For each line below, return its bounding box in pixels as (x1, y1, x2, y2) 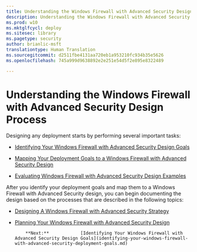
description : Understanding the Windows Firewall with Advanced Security (6, 14, 191, 20)
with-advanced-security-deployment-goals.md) (14, 241, 128, 247)
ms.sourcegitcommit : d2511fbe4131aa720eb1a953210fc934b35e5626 (6, 52, 164, 58)
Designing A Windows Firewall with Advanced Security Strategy (14, 207, 169, 214)
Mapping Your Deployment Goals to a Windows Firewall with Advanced (14, 155, 186, 162)
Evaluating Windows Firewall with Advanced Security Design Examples (14, 172, 186, 179)
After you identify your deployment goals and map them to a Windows (6, 184, 175, 191)
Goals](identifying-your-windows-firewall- (80, 236, 189, 241)
